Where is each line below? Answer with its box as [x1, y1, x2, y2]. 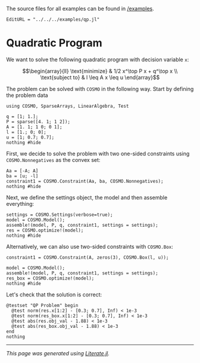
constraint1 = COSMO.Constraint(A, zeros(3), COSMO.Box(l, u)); [6, 254, 169, 261]
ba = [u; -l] [6, 173, 39, 179]
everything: [6, 200, 35, 207]
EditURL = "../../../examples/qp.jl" [6, 17, 100, 23]
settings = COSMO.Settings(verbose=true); [6, 211, 113, 218]
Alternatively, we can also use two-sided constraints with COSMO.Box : [6, 243, 174, 250]
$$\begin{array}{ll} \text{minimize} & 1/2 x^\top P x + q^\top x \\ [22, 67, 178, 74]
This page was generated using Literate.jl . [6, 349, 110, 356]
